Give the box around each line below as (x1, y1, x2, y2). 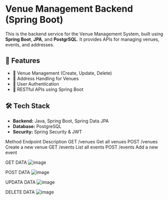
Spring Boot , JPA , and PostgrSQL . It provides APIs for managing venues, (5, 36, 160, 42)
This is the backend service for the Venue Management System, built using (5, 31, 163, 37)
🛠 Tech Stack (5, 102, 50, 110)
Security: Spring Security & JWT (12, 129, 83, 135)
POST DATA (5, 169, 31, 175)
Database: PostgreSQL (12, 123, 62, 129)
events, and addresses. (5, 41, 55, 47)
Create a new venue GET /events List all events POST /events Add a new (5, 144, 158, 150)
